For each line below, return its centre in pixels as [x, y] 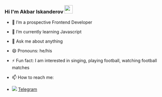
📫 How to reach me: [33, 77]
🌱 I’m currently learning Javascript [47, 32]
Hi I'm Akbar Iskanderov [34, 11]
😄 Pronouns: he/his [32, 51]
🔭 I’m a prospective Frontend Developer [52, 23]
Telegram [28, 89]
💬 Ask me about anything [37, 41]
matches [21, 68]
